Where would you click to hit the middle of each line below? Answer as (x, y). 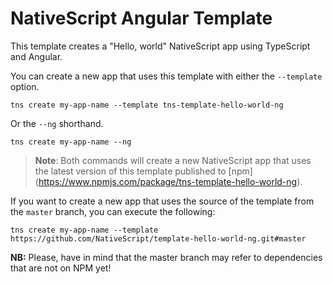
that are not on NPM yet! (61, 268)
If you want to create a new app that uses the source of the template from (162, 201)
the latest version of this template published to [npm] (143, 171)
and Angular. (36, 56)
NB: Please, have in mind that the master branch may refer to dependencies (166, 257)
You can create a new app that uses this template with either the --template (166, 76)
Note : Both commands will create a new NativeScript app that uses (173, 160)
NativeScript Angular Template (141, 18)
